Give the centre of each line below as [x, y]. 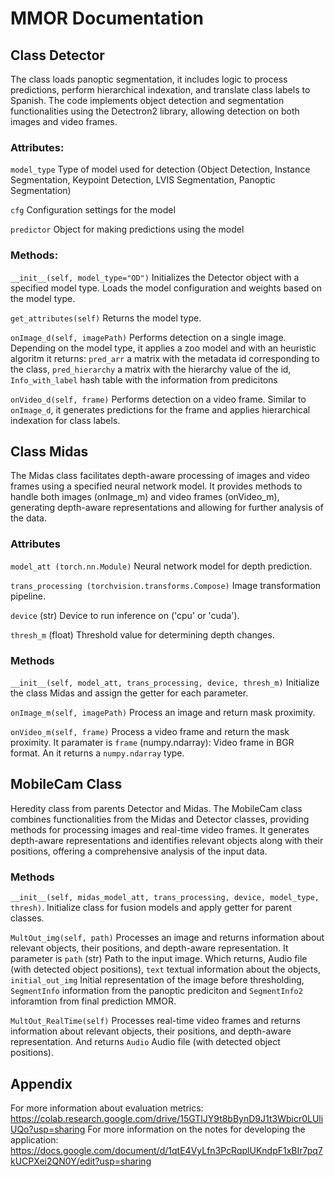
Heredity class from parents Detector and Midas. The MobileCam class [156, 808]
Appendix [41, 1083]
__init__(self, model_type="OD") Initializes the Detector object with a [155, 277]
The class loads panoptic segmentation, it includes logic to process [149, 79]
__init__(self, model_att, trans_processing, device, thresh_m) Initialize [165, 682]
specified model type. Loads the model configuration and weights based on [166, 288]
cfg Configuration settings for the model [93, 210]
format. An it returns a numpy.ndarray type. [97, 753]
